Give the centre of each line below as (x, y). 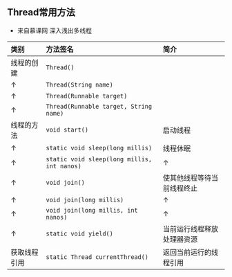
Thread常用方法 (41, 12)
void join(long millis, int (92, 210)
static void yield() (80, 233)
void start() (67, 129)
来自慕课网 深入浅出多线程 (54, 30)
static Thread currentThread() (97, 257)
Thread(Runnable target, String (99, 106)
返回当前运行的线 (191, 252)
